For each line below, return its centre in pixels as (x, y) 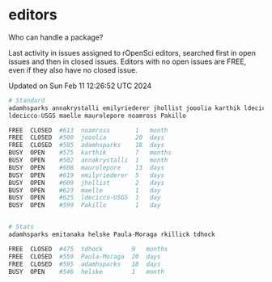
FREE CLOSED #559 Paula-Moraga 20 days (85, 256)
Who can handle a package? (56, 37)
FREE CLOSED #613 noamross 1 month (88, 130)
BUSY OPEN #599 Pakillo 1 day (85, 205)
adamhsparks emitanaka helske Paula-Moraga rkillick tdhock (112, 235)
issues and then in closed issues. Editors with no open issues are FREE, (127, 61)
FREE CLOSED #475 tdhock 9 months (88, 249)
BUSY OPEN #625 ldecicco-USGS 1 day (85, 198)
